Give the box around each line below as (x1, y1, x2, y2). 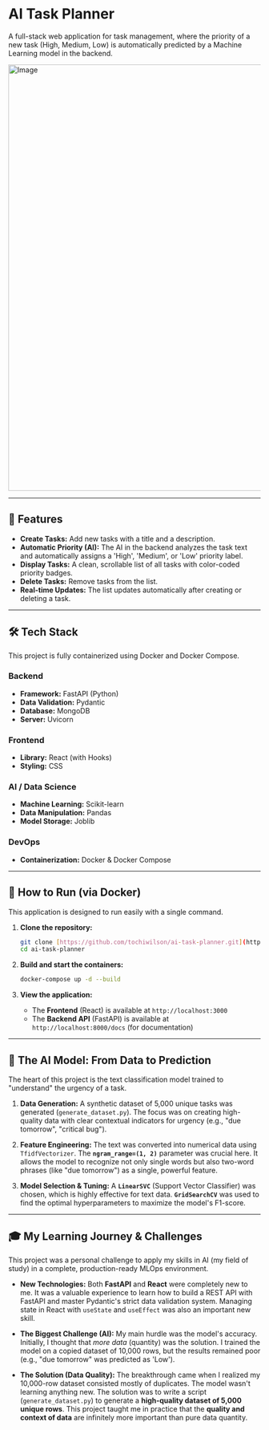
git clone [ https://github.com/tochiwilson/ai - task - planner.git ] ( (19, 938, 247, 946)
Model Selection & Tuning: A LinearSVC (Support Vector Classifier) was (19, 1181, 256, 1190)
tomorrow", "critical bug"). (19, 1124, 107, 1134)
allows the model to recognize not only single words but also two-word (19, 1157, 255, 1166)
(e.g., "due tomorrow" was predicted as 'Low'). (19, 1354, 175, 1364)
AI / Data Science (8, 782, 77, 793)
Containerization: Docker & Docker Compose (19, 855, 171, 864)
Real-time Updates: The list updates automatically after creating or (19, 585, 242, 595)
